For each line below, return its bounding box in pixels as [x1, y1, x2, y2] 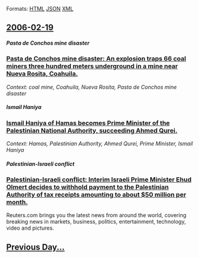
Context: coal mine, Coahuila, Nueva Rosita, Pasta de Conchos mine [6, 83, 177, 90]
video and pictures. [6, 224, 54, 231]
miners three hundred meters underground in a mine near [6, 62, 178, 71]
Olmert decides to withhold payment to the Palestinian [6, 183, 169, 192]
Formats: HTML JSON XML [6, 5, 74, 12]
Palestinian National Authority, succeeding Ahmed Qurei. [6, 126, 178, 134]
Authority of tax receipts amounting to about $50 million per [6, 190, 186, 199]
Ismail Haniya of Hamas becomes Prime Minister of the [6, 119, 170, 127]
